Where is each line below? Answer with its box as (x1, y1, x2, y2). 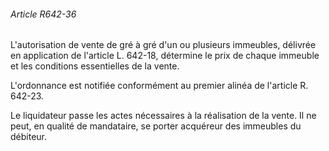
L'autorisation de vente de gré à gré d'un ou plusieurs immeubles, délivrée (10, 39, 317, 51)
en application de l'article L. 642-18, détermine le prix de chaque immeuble (10, 50, 320, 62)
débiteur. (10, 131, 48, 143)
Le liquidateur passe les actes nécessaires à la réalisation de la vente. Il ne (10, 110, 317, 122)
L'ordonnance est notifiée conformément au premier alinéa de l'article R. (10, 80, 309, 92)
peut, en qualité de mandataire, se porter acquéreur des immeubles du (10, 120, 302, 132)
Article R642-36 (10, 8, 77, 20)
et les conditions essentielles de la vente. (10, 60, 180, 72)
